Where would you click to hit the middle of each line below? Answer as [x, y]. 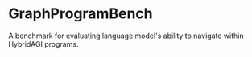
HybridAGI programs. [43, 44]
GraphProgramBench [81, 14]
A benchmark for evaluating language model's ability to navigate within [126, 36]
